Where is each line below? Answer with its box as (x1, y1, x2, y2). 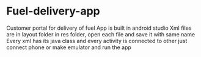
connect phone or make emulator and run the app (6, 44, 131, 51)
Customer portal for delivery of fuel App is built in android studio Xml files (6, 24, 192, 32)
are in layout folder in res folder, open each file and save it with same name (6, 30, 196, 38)
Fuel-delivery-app (6, 4, 100, 18)
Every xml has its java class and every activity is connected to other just (6, 37, 188, 44)
